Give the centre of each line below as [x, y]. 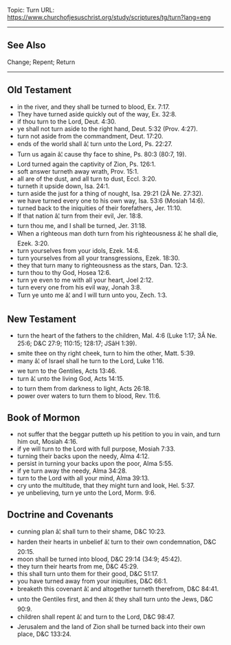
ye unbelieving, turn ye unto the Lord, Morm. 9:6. [86, 493]
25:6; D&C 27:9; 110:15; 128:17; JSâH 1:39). [77, 343]
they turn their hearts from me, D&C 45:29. [78, 566]
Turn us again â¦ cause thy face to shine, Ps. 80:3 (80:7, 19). [102, 154]
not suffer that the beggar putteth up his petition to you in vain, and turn [119, 434]
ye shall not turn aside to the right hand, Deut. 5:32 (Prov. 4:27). [107, 129]
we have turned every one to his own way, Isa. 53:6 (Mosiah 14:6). [111, 201]
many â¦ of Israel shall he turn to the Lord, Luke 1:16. [90, 361]
